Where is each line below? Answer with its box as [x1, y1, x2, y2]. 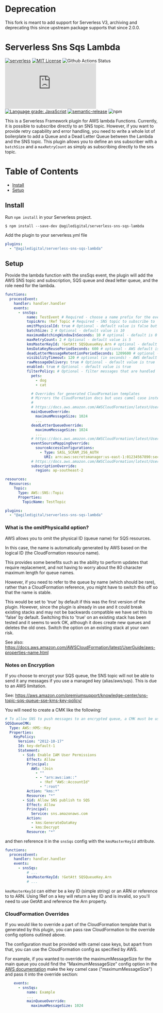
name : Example [26, 990, 55, 995]
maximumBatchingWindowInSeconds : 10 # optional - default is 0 [26, 333, 158, 338]
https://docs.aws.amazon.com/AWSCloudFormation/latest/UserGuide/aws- [5, 644, 156, 650]
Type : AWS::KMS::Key [9, 725, 51, 730]
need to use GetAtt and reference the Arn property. [5, 898, 108, 904]
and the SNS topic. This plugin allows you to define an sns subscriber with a [5, 139, 157, 144]
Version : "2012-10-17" [17, 739, 64, 744]
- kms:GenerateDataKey [31, 821, 77, 825]
